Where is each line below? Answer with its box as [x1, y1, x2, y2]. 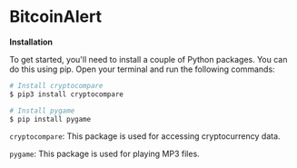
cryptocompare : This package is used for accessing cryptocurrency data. [9, 131, 281, 142]
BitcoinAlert [9, 6, 103, 27]
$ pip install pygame [9, 114, 92, 124]
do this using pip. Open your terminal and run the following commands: [9, 64, 275, 74]
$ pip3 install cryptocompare [9, 89, 124, 99]
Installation [9, 36, 53, 47]
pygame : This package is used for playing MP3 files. [9, 148, 200, 160]
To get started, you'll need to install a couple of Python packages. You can [9, 54, 288, 64]
